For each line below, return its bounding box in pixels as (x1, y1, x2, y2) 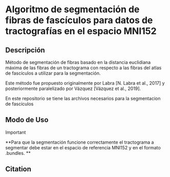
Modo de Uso (5, 116, 49, 124)
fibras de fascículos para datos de (5, 14, 153, 26)
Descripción (5, 46, 45, 54)
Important (5, 129, 26, 135)
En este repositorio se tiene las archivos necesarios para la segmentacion (5, 96, 161, 101)
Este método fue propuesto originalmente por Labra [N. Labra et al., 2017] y (5, 80, 165, 86)
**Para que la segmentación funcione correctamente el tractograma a (5, 139, 154, 145)
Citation (5, 165, 32, 173)
